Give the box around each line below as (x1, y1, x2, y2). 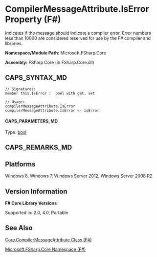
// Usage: (5, 99, 25, 104)
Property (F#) (5, 14, 61, 25)
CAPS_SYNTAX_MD (5, 73, 67, 82)
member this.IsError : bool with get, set (5, 91, 95, 96)
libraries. (5, 40, 23, 46)
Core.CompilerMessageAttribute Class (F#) (5, 236, 92, 243)
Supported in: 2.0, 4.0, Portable (5, 210, 68, 215)
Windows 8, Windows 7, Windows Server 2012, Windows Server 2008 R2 (5, 173, 153, 179)
